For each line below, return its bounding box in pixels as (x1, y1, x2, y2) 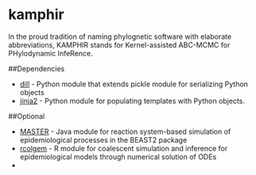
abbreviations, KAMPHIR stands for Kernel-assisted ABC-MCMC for (8, 40, 231, 49)
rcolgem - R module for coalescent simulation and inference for (19, 143, 228, 153)
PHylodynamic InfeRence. (8, 48, 93, 58)
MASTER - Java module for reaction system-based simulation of (19, 127, 231, 136)
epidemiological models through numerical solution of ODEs (19, 152, 217, 162)
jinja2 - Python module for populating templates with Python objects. (19, 96, 245, 105)
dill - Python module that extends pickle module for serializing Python (19, 79, 249, 89)
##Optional (8, 111, 45, 120)
